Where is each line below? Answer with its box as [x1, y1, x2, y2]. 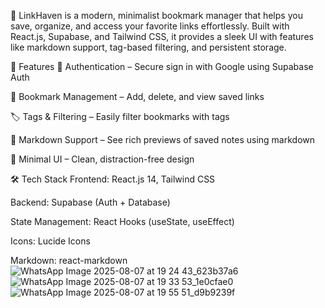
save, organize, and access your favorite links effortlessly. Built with [10, 20, 290, 32]
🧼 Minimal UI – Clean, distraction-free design [10, 153, 195, 165]
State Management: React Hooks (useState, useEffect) [10, 216, 235, 227]
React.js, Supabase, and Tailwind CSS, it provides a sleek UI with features [10, 31, 314, 42]
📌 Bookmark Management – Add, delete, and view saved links [10, 91, 265, 102]
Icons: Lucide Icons [10, 235, 91, 247]
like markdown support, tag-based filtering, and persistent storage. [10, 41, 287, 53]
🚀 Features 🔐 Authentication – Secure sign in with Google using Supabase [10, 61, 314, 72]
